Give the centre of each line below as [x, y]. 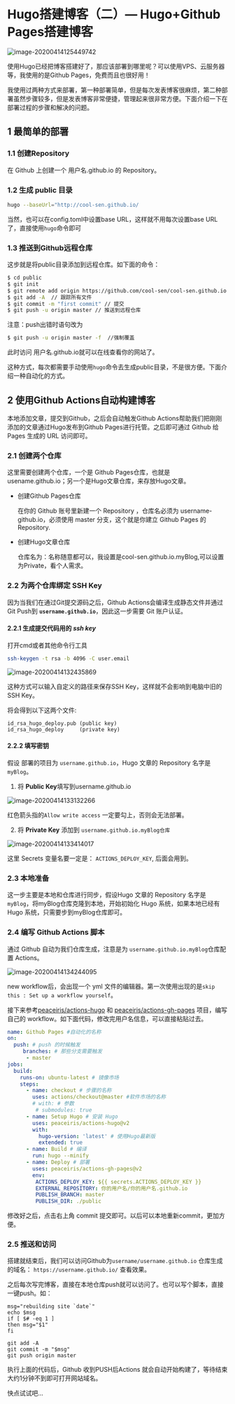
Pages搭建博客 [50, 32]
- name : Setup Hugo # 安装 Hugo [72, 1116]
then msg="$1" [28, 1325]
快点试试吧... [26, 1393]
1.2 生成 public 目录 [40, 190]
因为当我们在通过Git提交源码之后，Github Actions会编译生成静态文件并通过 [115, 602]
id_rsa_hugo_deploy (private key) [64, 729]
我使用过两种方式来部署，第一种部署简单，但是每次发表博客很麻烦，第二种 [114, 90]
